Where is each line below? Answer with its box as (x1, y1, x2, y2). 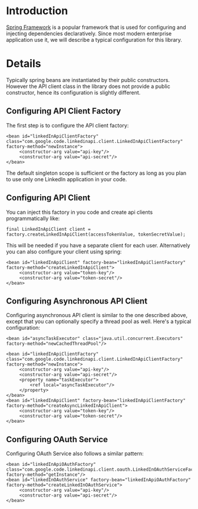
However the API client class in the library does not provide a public (6, 83, 171, 90)
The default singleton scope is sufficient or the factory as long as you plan (6, 169, 187, 177)
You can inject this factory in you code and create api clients (6, 208, 153, 216)
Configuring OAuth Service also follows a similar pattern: (6, 450, 144, 457)
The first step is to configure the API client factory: (6, 122, 129, 129)
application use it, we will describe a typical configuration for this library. (6, 36, 183, 43)
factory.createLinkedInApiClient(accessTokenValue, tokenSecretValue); (6, 231, 186, 237)
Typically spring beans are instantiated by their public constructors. (6, 76, 170, 83)
